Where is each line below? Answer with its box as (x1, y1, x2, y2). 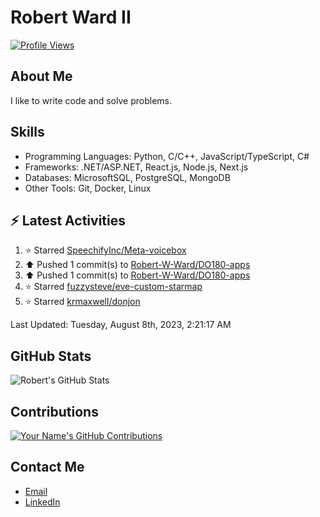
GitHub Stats (10, 347, 92, 365)
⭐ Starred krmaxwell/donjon (24, 296, 141, 308)
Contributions (10, 403, 99, 420)
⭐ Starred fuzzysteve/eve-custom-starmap (24, 281, 203, 293)
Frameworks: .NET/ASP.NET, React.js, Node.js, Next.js (24, 161, 249, 173)
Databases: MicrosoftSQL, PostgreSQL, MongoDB (24, 171, 231, 183)
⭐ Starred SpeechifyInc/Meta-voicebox (24, 244, 187, 256)
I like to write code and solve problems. (10, 94, 172, 106)
